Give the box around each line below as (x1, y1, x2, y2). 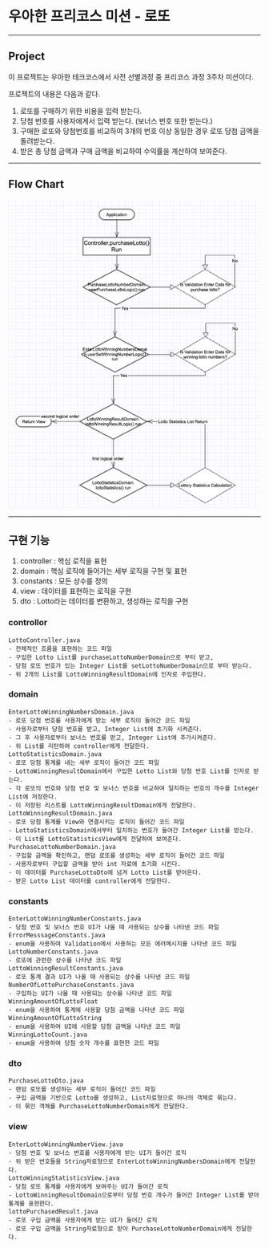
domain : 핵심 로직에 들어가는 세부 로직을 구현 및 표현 (19, 567, 187, 576)
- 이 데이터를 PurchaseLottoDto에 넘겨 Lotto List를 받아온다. (8, 868, 202, 876)
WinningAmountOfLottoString (8, 1014, 102, 1022)
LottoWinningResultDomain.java (8, 809, 113, 817)
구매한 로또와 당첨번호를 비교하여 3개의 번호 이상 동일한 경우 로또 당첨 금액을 (19, 126, 259, 136)
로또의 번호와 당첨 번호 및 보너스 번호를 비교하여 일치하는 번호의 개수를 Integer (24, 784, 259, 792)
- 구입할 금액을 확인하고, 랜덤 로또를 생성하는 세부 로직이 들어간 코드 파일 (8, 852, 226, 860)
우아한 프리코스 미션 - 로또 (8, 7, 171, 26)
